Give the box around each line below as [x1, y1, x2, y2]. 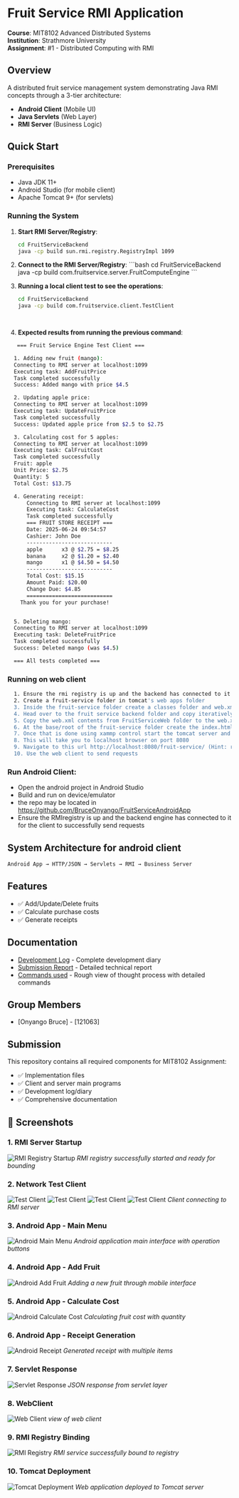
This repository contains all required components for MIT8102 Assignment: [7, 1057, 227, 1066]
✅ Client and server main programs [17, 1079, 122, 1088]
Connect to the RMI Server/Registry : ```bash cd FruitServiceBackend [17, 260, 222, 269]
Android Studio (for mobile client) [17, 185, 116, 194]
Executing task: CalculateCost [26, 506, 119, 513]
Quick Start [7, 140, 59, 153]
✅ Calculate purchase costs [17, 907, 100, 915]
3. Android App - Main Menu [7, 1221, 107, 1231]
